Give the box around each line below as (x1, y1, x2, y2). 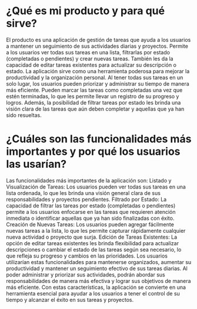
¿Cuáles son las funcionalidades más (6, 132, 192, 146)
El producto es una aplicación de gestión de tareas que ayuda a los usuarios (6, 36, 191, 43)
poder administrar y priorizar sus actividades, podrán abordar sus (6, 271, 166, 278)
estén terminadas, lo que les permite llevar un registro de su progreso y (6, 93, 179, 100)
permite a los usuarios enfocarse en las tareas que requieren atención (6, 208, 176, 215)
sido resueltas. (6, 111, 42, 119)
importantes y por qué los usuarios (6, 145, 181, 158)
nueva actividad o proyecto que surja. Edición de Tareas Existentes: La (6, 233, 178, 240)
